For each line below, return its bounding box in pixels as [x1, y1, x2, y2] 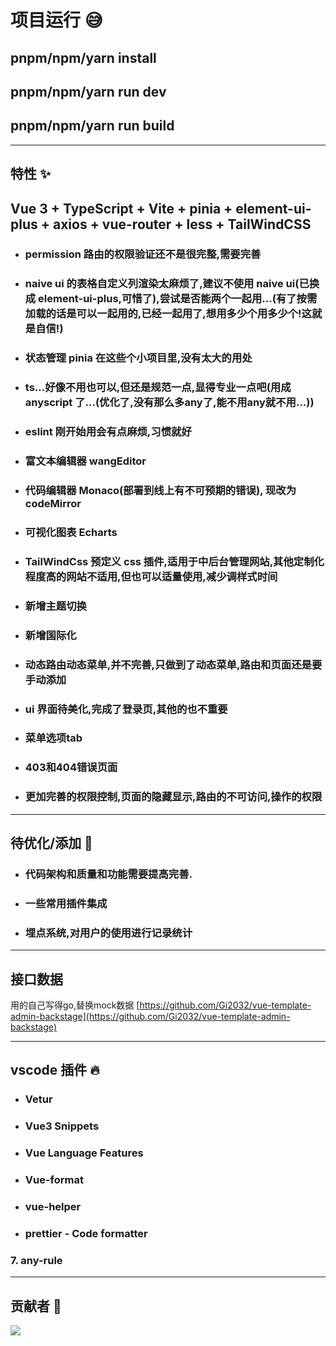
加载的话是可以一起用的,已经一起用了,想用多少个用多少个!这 [24, 307, 312, 321]
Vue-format [24, 1173, 84, 1187]
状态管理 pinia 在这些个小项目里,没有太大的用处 [24, 351, 253, 365]
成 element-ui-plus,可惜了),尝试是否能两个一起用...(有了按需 [24, 292, 318, 306]
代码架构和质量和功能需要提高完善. [24, 867, 193, 881]
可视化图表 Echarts [24, 525, 118, 539]
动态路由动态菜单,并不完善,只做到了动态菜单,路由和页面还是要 [24, 657, 323, 671]
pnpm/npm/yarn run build [10, 117, 175, 135]
